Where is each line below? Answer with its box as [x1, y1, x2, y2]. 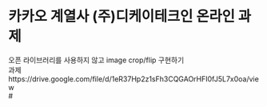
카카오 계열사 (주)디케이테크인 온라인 [8, 7, 236, 26]
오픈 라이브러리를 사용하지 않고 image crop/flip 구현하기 [8, 55, 185, 65]
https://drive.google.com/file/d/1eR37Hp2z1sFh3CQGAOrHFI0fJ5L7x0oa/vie [8, 73, 260, 84]
